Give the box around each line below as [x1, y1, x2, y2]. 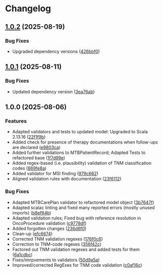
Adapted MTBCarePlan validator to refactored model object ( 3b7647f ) [12, 199, 155, 205]
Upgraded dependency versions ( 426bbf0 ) [12, 48, 100, 54]
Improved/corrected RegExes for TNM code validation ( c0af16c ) [12, 262, 143, 268]
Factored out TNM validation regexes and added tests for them [12, 246, 140, 252]
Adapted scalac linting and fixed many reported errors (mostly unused [12, 205, 155, 211]
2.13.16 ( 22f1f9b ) [12, 134, 46, 140]
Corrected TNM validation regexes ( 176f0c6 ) [12, 236, 103, 242]
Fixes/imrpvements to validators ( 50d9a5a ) [12, 257, 100, 263]
